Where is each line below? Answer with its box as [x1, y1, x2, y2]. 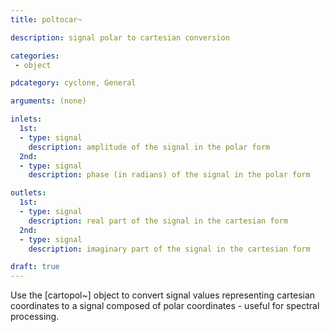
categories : [10, 51, 60, 61]
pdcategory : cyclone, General [10, 78, 137, 88]
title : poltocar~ [10, 14, 83, 25]
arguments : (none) [10, 96, 87, 106]
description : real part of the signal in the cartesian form [28, 216, 288, 226]
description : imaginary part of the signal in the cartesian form [28, 244, 311, 254]
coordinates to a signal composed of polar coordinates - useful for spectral [10, 300, 320, 312]
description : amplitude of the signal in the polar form [28, 142, 271, 152]
